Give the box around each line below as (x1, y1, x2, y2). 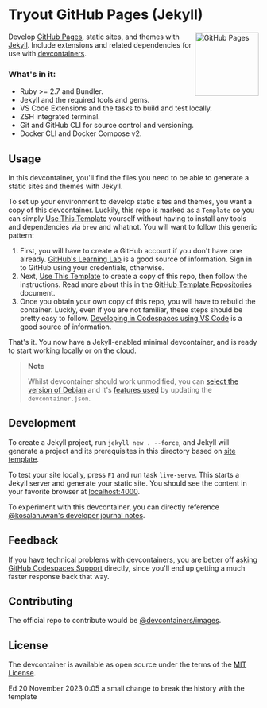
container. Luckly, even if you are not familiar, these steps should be (19, 305, 243, 315)
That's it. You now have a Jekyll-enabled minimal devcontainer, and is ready (8, 338, 257, 347)
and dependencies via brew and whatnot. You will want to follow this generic (8, 222, 257, 232)
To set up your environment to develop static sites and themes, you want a (8, 197, 253, 207)
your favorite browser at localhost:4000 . (8, 486, 141, 496)
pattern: (8, 230, 34, 240)
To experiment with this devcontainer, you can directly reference (8, 502, 220, 512)
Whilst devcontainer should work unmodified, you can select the (27, 377, 239, 386)
